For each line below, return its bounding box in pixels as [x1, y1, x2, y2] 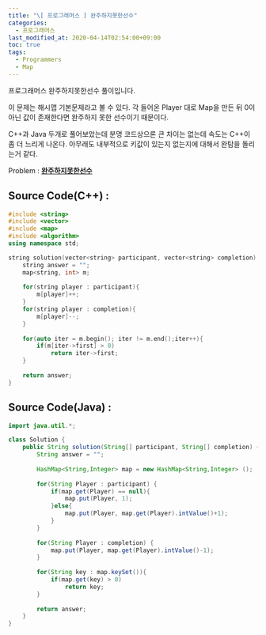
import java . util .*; [8, 421, 77, 429]
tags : [8, 48, 26, 56]
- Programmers [15, 56, 62, 64]
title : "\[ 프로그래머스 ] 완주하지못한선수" [8, 11, 138, 20]
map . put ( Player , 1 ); [64, 495, 133, 503]
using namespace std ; [8, 240, 80, 248]
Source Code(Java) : [8, 401, 112, 414]
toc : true [8, 41, 41, 49]
